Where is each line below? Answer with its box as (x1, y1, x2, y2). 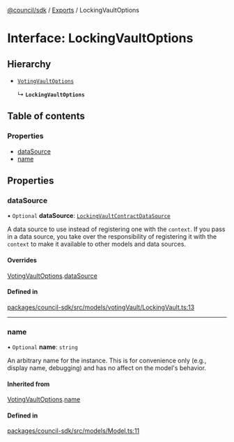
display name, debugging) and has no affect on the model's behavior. (7, 364, 207, 372)
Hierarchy (7, 58, 52, 70)
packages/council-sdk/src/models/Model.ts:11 (7, 427, 140, 435)
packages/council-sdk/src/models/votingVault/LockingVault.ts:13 (7, 303, 195, 311)
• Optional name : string (7, 343, 78, 351)
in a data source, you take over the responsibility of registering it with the (7, 233, 217, 241)
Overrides (7, 256, 37, 264)
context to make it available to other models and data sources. (7, 240, 187, 249)
